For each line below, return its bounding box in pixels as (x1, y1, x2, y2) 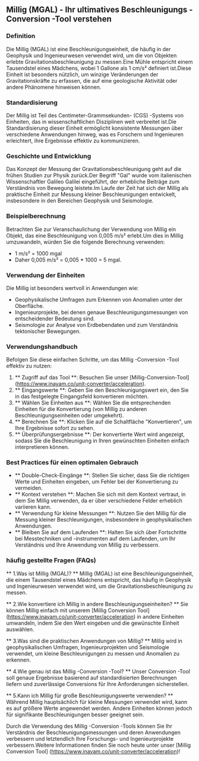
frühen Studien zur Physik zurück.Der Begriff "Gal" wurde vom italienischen (6, 172, 192, 179)
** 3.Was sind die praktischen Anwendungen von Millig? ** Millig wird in (6, 637, 183, 644)
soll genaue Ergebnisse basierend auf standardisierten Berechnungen (6, 674, 177, 681)
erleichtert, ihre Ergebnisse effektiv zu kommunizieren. (6, 137, 140, 144)
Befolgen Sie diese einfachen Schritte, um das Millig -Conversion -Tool (6, 356, 179, 363)
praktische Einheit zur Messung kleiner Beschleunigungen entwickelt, (6, 191, 177, 198)
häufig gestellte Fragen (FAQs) (6, 556, 96, 564)
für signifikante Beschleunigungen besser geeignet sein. (6, 711, 144, 718)
